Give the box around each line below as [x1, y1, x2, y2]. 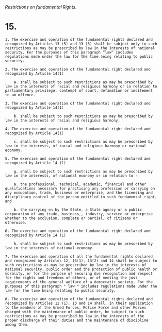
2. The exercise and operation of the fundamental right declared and [5, 67, 151, 72]
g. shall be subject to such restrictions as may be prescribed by [14, 169, 153, 174]
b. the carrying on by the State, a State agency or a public [14, 207, 142, 212]
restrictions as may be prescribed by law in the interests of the [5, 314, 145, 318]
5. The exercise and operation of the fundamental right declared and [5, 156, 151, 161]
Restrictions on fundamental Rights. [5, 4, 77, 10]
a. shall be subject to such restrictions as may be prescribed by [14, 80, 153, 85]
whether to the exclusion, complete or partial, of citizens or [5, 216, 138, 221]
